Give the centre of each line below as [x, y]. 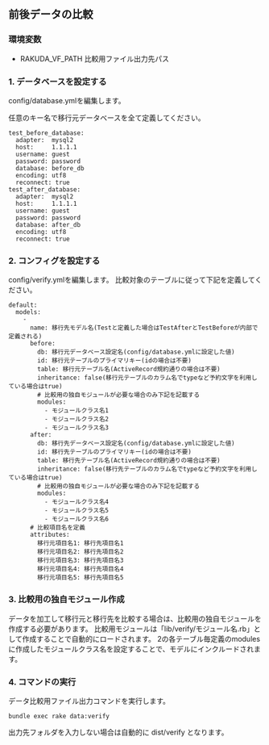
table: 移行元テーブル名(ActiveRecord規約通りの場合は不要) [129, 370]
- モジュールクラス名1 [77, 411]
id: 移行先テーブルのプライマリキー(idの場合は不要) [114, 452]
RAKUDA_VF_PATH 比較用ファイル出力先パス [94, 58]
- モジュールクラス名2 [77, 419]
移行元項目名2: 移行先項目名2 [81, 552]
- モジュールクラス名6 [77, 519]
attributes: [50, 535]
